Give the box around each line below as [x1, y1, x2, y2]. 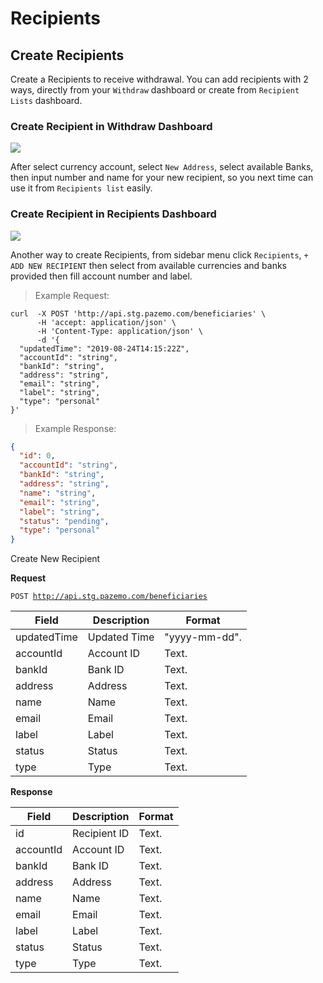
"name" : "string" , [19, 488, 97, 498]
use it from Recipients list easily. [10, 182, 153, 194]
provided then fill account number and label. [10, 270, 193, 282]
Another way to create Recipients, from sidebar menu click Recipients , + [10, 248, 309, 261]
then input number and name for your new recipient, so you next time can [10, 172, 314, 184]
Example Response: [34, 422, 117, 434]
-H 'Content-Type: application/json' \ [36, 326, 203, 336]
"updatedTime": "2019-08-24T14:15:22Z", [19, 343, 190, 354]
